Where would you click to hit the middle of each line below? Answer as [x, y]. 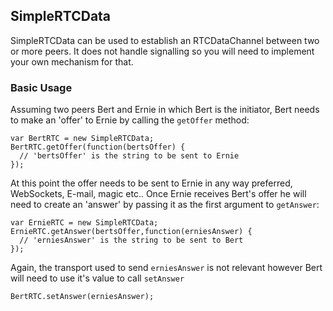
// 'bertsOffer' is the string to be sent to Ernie [129, 156]
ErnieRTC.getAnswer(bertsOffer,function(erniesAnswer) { [131, 232]
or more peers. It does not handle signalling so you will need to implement [162, 51]
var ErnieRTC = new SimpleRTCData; [84, 223]
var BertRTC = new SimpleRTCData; [82, 139]
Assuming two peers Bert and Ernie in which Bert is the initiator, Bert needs [165, 110]
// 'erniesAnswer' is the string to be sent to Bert [131, 240]
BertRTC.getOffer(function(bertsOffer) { [98, 147]
